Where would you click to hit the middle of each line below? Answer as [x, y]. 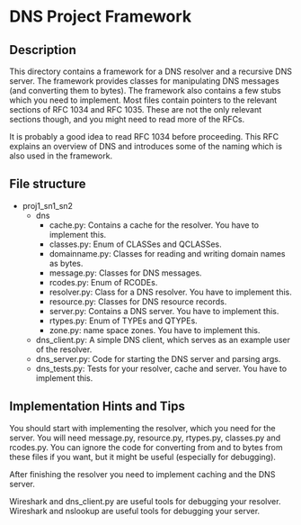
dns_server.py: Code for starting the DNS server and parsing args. [158, 358]
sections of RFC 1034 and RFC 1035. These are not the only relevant [136, 109]
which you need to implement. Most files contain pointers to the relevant [143, 100]
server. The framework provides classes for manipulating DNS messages [145, 81]
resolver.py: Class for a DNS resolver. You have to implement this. [170, 292]
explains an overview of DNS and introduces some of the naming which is [146, 146]
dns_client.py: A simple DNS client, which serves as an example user [163, 339]
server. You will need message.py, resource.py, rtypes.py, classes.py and [145, 438]
